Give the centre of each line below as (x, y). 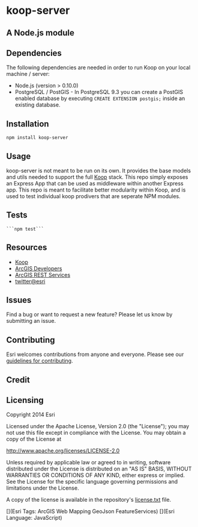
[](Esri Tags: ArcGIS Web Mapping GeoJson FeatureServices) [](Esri (91, 511)
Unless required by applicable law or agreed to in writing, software (88, 463)
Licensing (25, 400)
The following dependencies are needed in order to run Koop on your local (98, 67)
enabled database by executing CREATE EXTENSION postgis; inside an (100, 98)
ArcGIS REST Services (43, 275)
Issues (19, 300)
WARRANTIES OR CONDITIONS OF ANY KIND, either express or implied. (95, 475)
